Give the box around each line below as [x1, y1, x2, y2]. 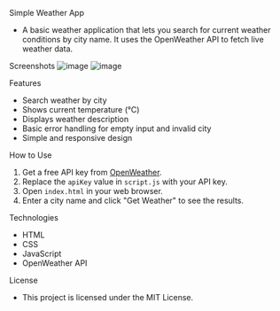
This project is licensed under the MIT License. [21, 292, 194, 302]
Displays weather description [21, 114, 129, 124]
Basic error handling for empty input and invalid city [21, 123, 212, 134]
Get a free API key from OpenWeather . [21, 167, 162, 177]
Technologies [9, 213, 59, 222]
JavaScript [21, 248, 62, 259]
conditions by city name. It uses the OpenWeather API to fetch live [21, 35, 264, 44]
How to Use [9, 150, 52, 160]
